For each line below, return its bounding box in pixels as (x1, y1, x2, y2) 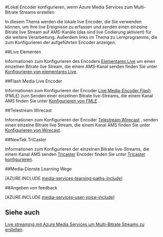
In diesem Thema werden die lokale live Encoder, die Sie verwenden (5, 19, 142, 24)
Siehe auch (5, 208, 40, 217)
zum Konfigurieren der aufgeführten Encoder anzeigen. (5, 39, 116, 45)
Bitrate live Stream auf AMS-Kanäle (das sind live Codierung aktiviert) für (5, 29, 152, 35)
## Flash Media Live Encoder (5, 78, 62, 84)
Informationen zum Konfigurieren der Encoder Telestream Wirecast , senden (5, 117, 158, 122)
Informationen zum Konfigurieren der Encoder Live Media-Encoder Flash (5, 88, 151, 93)
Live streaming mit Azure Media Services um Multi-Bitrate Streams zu (5, 221, 145, 227)
